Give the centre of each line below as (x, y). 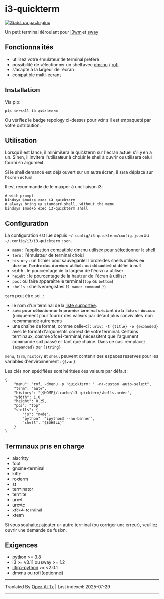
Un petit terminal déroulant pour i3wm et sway (52, 32)
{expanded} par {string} (36, 347)
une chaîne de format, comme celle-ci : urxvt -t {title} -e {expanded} (85, 326)
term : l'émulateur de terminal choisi (48, 255)
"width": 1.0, (28, 397)
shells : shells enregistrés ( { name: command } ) (59, 287)
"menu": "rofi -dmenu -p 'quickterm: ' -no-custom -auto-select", (83, 384)
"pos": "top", (28, 406)
